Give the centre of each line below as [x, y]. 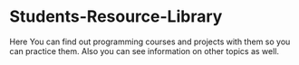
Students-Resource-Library [116, 17]
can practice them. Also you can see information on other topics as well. [144, 51]
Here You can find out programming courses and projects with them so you [150, 42]
